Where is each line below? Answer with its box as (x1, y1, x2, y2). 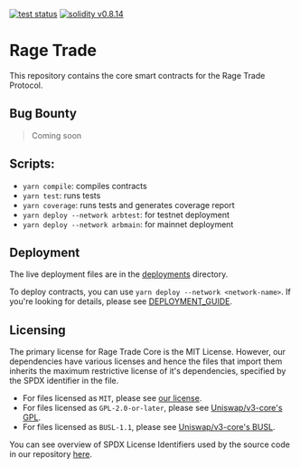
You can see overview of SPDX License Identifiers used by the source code (9, 439, 291, 450)
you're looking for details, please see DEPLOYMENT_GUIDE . (9, 296, 233, 307)
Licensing (9, 322, 66, 338)
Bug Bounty (9, 106, 77, 121)
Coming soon (31, 129, 82, 140)
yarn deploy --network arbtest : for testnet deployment (22, 209, 230, 220)
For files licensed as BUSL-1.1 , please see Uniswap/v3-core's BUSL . (22, 422, 276, 433)
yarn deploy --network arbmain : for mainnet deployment (22, 218, 234, 230)
